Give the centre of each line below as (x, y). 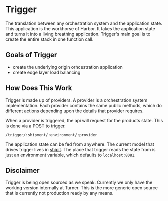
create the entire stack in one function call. (49, 39)
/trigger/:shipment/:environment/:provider (51, 135)
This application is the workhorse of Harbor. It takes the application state (80, 28)
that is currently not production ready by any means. (59, 193)
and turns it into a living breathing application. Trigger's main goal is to (78, 34)
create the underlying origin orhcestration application (67, 67)
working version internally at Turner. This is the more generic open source (81, 188)
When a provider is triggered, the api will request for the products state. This (84, 120)
